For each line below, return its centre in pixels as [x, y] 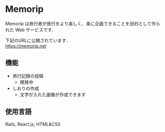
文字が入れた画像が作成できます [53, 94]
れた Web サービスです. [29, 30]
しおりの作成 [25, 88]
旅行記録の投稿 [28, 76]
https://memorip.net [26, 46]
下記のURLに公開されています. [36, 40]
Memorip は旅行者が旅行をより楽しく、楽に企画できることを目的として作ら [83, 23]
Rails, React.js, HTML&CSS [33, 124]
